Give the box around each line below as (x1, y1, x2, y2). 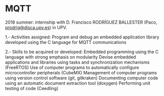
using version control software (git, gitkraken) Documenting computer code (5, 75, 159, 81)
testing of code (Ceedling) (5, 85, 59, 91)
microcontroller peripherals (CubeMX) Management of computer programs (5, 69, 157, 75)
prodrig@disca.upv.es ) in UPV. (5, 24, 67, 30)
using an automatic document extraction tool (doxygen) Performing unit (5, 80, 151, 86)
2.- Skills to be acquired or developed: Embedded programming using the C (5, 49, 159, 55)
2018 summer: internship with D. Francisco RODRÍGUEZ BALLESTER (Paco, (5, 19, 158, 25)
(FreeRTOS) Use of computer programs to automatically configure (5, 64, 139, 70)
